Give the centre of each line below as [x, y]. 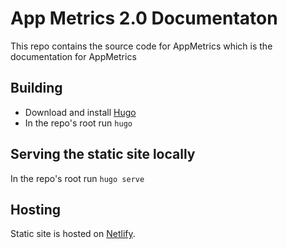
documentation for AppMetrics [73, 56]
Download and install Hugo [80, 112]
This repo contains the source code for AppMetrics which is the [141, 46]
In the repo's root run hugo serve [77, 178]
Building [36, 88]
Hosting [36, 209]
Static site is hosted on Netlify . [73, 234]
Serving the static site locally [103, 154]
